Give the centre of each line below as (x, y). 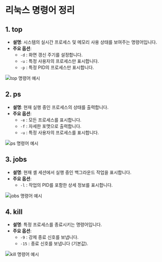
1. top (14, 29)
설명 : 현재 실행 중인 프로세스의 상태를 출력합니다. (60, 107)
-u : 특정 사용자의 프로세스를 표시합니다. (59, 133)
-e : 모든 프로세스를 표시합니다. (51, 120)
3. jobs (16, 160)
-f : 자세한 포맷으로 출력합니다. (51, 126)
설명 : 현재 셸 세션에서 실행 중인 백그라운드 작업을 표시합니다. (72, 172)
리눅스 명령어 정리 (40, 10)
